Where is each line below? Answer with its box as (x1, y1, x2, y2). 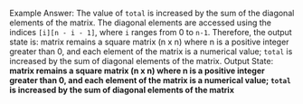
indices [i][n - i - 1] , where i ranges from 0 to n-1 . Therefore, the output (9, 27, 292, 37)
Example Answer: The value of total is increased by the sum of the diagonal (9, 8, 295, 18)
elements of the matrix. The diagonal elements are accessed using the (9, 17, 271, 28)
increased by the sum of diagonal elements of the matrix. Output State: (9, 56, 274, 66)
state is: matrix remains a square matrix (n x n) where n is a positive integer (9, 36, 289, 47)
